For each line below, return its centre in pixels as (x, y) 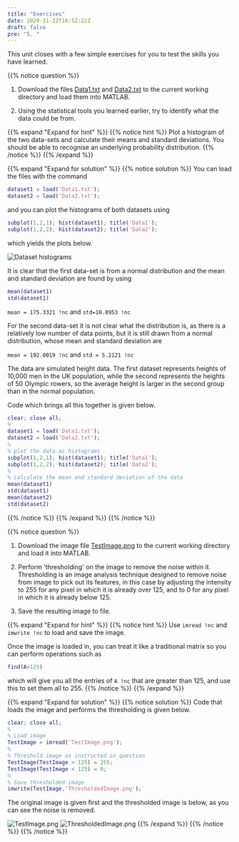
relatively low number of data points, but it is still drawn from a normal (110, 333)
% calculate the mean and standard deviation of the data (95, 478)
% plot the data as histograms (54, 451)
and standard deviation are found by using (70, 278)
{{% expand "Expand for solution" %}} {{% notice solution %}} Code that (115, 702)
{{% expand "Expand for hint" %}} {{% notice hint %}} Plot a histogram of (116, 132)
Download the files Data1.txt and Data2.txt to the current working (113, 89)
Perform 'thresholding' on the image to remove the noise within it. (114, 567)
